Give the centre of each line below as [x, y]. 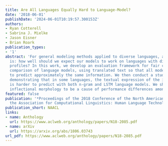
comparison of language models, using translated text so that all [81, 71]
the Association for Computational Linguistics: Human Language [78, 103]
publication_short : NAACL [32, 108]
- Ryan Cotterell [23, 29]
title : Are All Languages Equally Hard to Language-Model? [68, 10]
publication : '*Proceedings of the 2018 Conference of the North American [85, 98]
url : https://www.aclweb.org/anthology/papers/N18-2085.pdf [73, 122]
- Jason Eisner [21, 38]
